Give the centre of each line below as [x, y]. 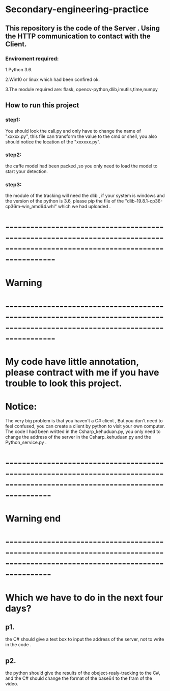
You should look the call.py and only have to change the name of [73, 131]
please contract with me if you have [82, 372]
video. [12, 684]
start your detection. [27, 171]
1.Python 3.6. [19, 69]
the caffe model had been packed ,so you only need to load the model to [81, 166]
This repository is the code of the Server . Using [83, 28]
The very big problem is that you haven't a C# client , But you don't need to [84, 420]
